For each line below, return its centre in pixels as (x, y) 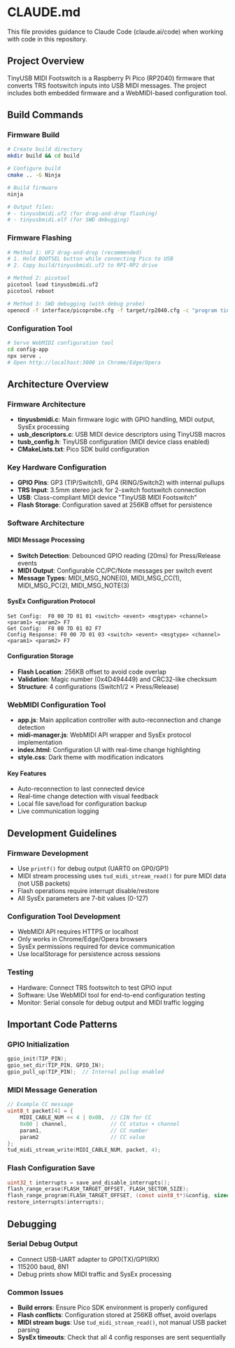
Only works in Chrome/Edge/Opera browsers (82, 939)
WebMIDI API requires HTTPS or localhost (78, 932)
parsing (28, 1330)
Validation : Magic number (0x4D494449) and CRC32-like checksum (117, 679)
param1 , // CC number (84, 1130)
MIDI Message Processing (46, 540)
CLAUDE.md (44, 12)
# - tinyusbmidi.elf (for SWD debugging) (69, 220)
